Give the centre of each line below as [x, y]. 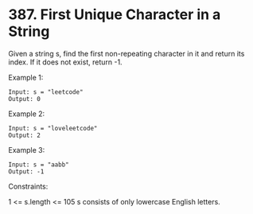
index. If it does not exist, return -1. [65, 62]
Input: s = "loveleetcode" [53, 128]
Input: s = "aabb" [39, 165]
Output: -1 [26, 171]
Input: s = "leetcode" [46, 92]
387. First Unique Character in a [115, 15]
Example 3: [27, 150]
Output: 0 [25, 99]
